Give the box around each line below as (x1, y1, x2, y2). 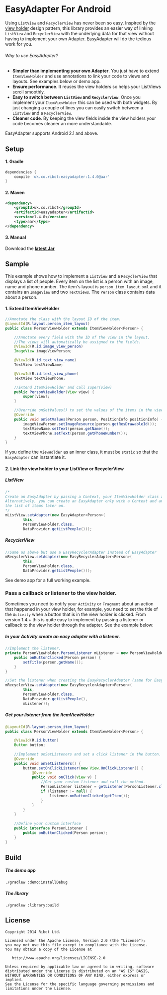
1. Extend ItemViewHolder (5, 306, 60, 312)
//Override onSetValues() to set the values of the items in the (14, 408, 153, 413)
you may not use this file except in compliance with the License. (5, 942, 148, 947)
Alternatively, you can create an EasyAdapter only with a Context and (5, 498, 157, 504)
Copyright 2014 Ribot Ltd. (5, 929, 61, 934)
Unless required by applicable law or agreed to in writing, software (5, 964, 155, 969)
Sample (5, 260, 29, 268)
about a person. (5, 294, 38, 300)
